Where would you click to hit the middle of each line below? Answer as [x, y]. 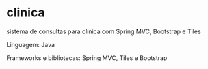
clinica [26, 13]
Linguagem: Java [31, 44]
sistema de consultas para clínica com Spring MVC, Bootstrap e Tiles [104, 31]
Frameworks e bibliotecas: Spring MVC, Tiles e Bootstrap [87, 58]
